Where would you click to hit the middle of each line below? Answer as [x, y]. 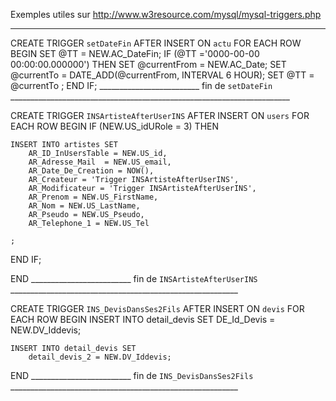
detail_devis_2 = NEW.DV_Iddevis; [100, 357]
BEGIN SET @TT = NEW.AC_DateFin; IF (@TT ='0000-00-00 [135, 53]
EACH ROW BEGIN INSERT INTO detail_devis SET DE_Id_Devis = [143, 319]
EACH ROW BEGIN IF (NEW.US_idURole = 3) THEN [115, 126]
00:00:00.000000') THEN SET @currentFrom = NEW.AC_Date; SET [148, 64]
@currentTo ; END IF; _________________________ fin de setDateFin [141, 85]
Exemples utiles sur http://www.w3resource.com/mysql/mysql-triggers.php [166, 14]
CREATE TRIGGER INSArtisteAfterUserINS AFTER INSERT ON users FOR [160, 115]
